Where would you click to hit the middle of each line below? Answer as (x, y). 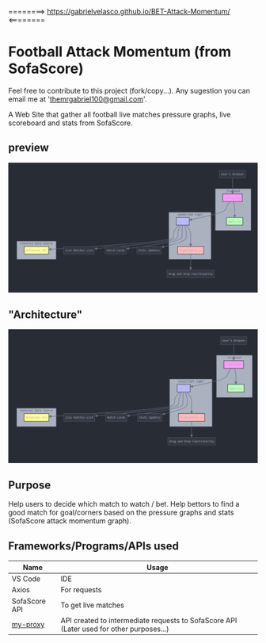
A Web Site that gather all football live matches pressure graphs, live (120, 114)
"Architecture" (46, 314)
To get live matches (92, 605)
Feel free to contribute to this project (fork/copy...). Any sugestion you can (129, 90)
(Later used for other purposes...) (115, 629)
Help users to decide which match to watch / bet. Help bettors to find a (124, 504)
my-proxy (28, 625)
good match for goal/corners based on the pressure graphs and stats (121, 513)
